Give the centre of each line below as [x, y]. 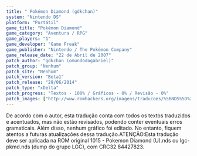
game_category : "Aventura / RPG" [47, 33]
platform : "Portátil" [33, 22]
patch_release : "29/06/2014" [42, 83]
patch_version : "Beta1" [35, 77]
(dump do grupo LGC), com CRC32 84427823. [88, 147]
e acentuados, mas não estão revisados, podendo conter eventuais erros [94, 121]
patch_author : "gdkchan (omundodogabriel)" [60, 60]
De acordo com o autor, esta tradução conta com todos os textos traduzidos [98, 116]
